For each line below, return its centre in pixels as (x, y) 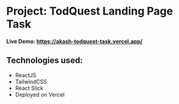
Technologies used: (45, 61)
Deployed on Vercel (40, 94)
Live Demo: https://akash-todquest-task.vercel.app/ (75, 41)
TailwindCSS (31, 81)
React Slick (29, 88)
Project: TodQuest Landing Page (90, 11)
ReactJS (26, 75)
